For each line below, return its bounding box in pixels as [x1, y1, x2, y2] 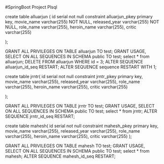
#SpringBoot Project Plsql [5, 4, 58, 10]
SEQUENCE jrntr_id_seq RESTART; [5, 113, 75, 119]
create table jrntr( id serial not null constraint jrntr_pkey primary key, [5, 74, 143, 79]
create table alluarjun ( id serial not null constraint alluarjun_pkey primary [5, 14, 153, 19]
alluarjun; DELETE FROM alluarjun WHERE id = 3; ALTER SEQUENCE [5, 59, 143, 64]
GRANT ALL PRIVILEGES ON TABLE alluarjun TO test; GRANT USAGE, [5, 49, 146, 54]
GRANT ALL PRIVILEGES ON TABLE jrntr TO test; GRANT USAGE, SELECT [5, 103, 155, 109]
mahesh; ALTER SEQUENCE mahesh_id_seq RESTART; [5, 153, 116, 159]
